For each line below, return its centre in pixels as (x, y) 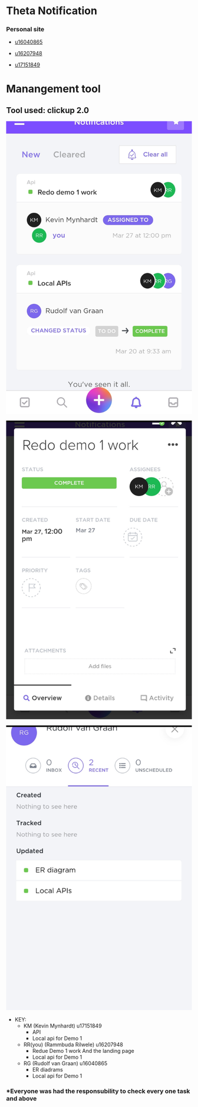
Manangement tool (54, 89)
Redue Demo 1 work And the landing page (83, 1050)
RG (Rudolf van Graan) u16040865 (65, 1063)
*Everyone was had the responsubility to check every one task (98, 1091)
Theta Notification (52, 11)
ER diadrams (47, 1069)
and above (22, 1098)
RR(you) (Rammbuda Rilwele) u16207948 (73, 1045)
